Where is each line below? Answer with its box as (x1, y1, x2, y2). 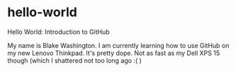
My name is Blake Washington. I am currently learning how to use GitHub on (7, 41, 230, 49)
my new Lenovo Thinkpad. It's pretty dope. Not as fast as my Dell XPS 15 (7, 49, 220, 57)
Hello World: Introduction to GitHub (7, 28, 110, 36)
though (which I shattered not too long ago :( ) (7, 56, 142, 64)
